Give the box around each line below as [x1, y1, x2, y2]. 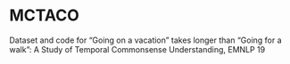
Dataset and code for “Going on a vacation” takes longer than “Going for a [9, 35, 283, 45]
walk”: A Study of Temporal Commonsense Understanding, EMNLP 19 [9, 44, 266, 54]
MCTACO [9, 5, 80, 26]
